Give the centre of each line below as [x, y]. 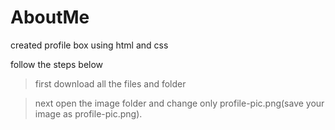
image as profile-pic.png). [88, 113]
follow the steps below [57, 64]
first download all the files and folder [110, 83]
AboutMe [50, 17]
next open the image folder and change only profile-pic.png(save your [179, 103]
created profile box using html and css [89, 45]
